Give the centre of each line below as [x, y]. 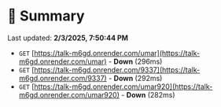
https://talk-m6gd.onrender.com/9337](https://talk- [117, 69]
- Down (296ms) [135, 61]
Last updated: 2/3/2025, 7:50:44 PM [68, 38]
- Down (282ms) [148, 94]
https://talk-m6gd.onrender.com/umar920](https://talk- [123, 87]
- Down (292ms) [135, 78]
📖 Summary [46, 16]
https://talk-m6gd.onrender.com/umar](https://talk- [117, 53]
